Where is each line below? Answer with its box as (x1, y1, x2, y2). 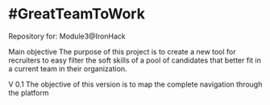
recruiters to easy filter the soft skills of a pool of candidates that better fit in (8, 55, 262, 65)
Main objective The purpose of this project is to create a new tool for (8, 46, 236, 56)
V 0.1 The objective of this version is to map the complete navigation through (8, 79, 263, 89)
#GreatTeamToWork (8, 5, 145, 23)
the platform (8, 87, 49, 97)
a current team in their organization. (8, 63, 127, 73)
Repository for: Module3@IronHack (8, 31, 127, 41)
